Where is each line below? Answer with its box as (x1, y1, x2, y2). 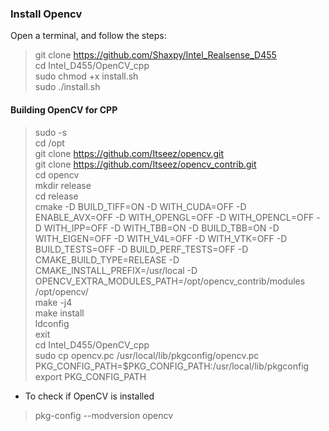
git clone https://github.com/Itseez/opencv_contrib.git (34, 158, 257, 170)
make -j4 (34, 296, 73, 308)
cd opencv (34, 168, 80, 181)
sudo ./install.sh (34, 81, 101, 93)
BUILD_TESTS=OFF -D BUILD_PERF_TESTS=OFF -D (34, 243, 249, 255)
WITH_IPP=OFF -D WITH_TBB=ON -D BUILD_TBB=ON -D (43, 222, 280, 234)
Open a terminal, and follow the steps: (10, 30, 167, 42)
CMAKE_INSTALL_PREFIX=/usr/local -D (34, 264, 198, 276)
